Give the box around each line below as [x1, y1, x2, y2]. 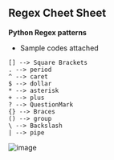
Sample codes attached [19, 43, 99, 53]
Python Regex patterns [8, 27, 87, 37]
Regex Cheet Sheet [8, 6, 107, 20]
